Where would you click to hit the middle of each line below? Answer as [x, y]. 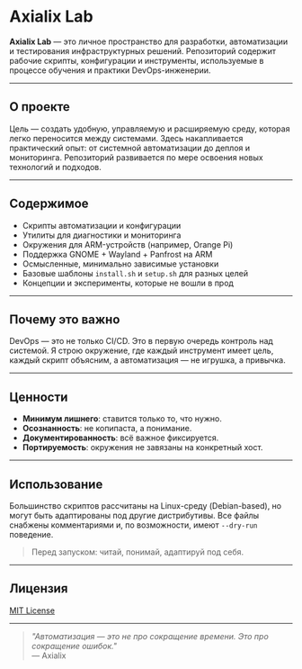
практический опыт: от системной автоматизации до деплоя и [130, 148]
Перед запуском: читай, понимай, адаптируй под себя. [138, 552]
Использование [56, 484]
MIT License [32, 610]
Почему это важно [65, 319]
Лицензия [39, 588]
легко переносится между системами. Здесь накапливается [126, 138]
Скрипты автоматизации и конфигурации [102, 225]
